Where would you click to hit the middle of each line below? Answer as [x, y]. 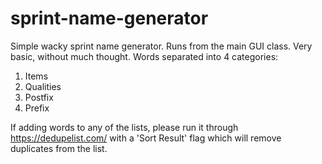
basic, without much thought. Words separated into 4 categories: [144, 56]
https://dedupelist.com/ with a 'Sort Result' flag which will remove [146, 138]
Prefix [37, 108]
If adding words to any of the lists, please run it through [124, 127]
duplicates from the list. [59, 148]
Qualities [43, 86]
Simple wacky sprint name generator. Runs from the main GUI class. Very [161, 46]
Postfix [39, 97]
